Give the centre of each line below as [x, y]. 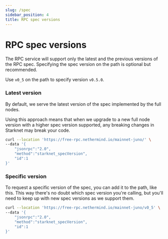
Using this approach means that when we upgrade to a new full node [78, 119]
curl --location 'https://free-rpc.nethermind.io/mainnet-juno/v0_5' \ [83, 208]
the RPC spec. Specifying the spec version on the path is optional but [78, 64]
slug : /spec [18, 10]
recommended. [21, 70]
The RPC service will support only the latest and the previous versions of [82, 59]
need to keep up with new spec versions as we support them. [70, 198]
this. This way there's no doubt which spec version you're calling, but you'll [85, 193]
